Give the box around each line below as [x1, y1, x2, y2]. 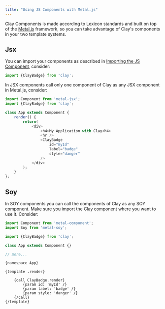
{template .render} [5, 269, 45, 274]
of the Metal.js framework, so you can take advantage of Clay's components [5, 26, 161, 32]
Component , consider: [5, 63, 51, 69]
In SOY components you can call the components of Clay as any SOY [5, 201, 146, 206]
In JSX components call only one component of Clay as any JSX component [5, 82, 160, 88]
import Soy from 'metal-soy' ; [5, 225, 67, 230]
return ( [23, 119, 38, 124]
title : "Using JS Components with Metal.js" [5, 7, 98, 12]
